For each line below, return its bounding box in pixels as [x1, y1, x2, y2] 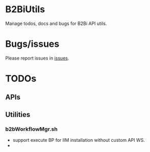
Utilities [5, 110, 31, 119]
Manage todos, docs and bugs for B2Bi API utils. [5, 20, 107, 26]
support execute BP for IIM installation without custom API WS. [12, 137, 145, 143]
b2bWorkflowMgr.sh [5, 126, 58, 133]
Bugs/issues [5, 38, 60, 50]
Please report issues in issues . [5, 55, 69, 61]
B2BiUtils [5, 4, 45, 15]
